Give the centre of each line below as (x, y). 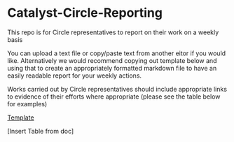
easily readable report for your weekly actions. (75, 76)
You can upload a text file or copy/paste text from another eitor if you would (117, 53)
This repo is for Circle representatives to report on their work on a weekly (113, 32)
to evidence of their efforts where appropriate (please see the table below (114, 97)
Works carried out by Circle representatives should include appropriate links (117, 89)
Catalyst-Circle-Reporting (85, 13)
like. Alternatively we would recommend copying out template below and (112, 60)
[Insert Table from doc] (41, 131)
